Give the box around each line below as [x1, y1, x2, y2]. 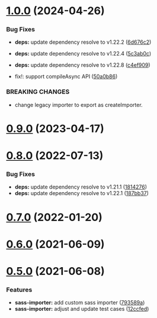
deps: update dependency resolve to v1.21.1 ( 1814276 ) [14, 183, 147, 190]
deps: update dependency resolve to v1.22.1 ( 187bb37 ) [14, 190, 149, 197]
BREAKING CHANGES [6, 87, 70, 96]
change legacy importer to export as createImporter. [14, 101, 143, 108]
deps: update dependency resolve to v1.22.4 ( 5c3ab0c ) [14, 50, 152, 57]
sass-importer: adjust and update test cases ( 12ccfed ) [14, 306, 149, 313]
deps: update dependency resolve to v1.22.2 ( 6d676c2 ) [14, 38, 152, 46]
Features [6, 285, 33, 294]
